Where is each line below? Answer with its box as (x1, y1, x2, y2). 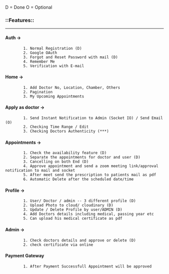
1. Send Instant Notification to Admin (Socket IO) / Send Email (23, 115, 163, 120)
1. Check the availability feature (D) (23, 151, 107, 156)
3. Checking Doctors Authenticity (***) (23, 128, 109, 133)
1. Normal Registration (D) (23, 46, 82, 51)
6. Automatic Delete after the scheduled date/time (23, 177, 134, 182)
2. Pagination (23, 89, 53, 94)
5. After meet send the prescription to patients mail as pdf (23, 173, 156, 178)
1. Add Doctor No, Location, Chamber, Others (23, 85, 121, 90)
